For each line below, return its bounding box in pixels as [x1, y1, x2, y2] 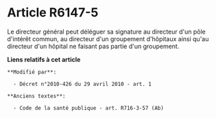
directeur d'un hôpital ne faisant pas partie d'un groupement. [7, 42, 180, 50]
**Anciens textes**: [7, 93, 67, 99]
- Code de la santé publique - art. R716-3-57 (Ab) [13, 104, 165, 111]
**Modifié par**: [7, 69, 57, 75]
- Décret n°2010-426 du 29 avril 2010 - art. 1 [13, 80, 152, 87]
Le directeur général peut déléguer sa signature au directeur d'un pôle [7, 27, 206, 36]
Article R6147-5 [7, 5, 99, 21]
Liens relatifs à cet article [7, 55, 81, 63]
